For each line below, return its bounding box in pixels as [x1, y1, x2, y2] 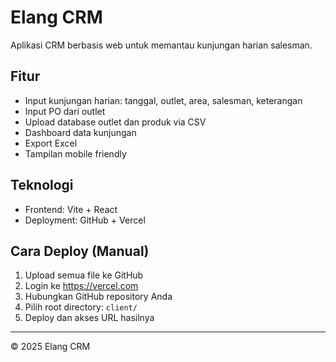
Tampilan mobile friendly [24, 147, 127, 160]
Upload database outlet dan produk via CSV [24, 116, 207, 128]
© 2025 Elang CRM [10, 341, 91, 353]
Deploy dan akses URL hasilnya [24, 312, 155, 324]
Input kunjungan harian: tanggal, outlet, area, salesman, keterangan [24, 94, 303, 106]
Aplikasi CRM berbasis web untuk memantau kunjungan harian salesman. [10, 39, 313, 51]
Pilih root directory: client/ [24, 301, 138, 313]
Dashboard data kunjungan [24, 126, 137, 138]
